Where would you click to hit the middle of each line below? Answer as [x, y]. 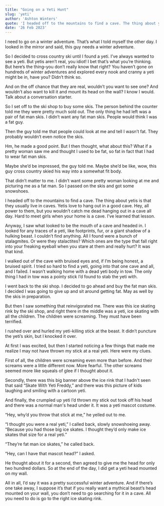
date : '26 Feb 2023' [26, 28]
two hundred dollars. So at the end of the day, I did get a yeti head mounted [81, 468]
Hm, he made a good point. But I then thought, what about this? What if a [78, 146]
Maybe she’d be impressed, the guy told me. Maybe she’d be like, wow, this [81, 166]
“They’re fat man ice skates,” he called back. [50, 444]
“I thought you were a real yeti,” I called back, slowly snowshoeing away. [78, 424]
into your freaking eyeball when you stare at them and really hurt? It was [78, 246]
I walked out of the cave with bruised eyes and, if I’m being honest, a [74, 261]
